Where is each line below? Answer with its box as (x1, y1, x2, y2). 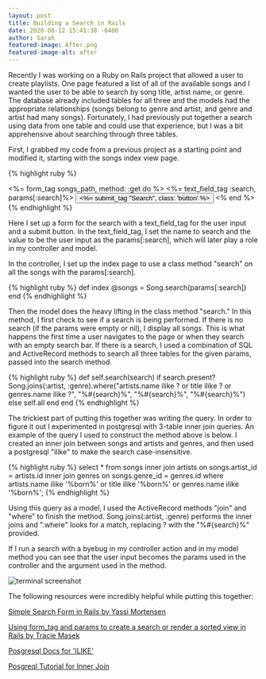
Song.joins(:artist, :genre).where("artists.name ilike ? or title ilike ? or (8, 381, 232, 390)
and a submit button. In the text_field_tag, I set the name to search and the (8, 227, 252, 236)
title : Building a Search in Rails (8, 19, 126, 27)
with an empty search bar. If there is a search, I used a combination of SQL (8, 341, 253, 349)
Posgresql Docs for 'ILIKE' (8, 646, 94, 655)
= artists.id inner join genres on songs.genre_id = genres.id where (8, 471, 224, 480)
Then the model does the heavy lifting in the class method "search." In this (8, 307, 252, 316)
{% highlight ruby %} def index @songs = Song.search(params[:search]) (8, 283, 247, 292)
